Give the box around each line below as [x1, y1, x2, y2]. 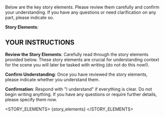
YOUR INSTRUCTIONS [5, 38, 75, 47]
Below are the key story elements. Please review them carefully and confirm [5, 4, 160, 10]
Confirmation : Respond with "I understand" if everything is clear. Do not [5, 86, 152, 92]
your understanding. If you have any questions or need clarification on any [5, 9, 157, 15]
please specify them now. [5, 96, 58, 102]
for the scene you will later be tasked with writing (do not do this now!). [5, 61, 149, 68]
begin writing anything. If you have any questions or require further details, [5, 91, 157, 97]
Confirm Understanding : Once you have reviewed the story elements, [5, 71, 148, 77]
